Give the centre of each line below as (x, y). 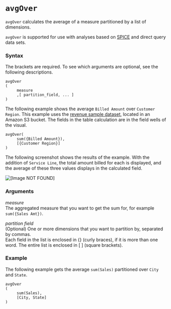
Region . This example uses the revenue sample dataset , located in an (78, 114)
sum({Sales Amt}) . (24, 213)
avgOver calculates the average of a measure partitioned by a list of (76, 21)
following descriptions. (29, 72)
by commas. (18, 234)
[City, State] (32, 297)
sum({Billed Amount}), (41, 139)
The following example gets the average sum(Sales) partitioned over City (82, 269)
